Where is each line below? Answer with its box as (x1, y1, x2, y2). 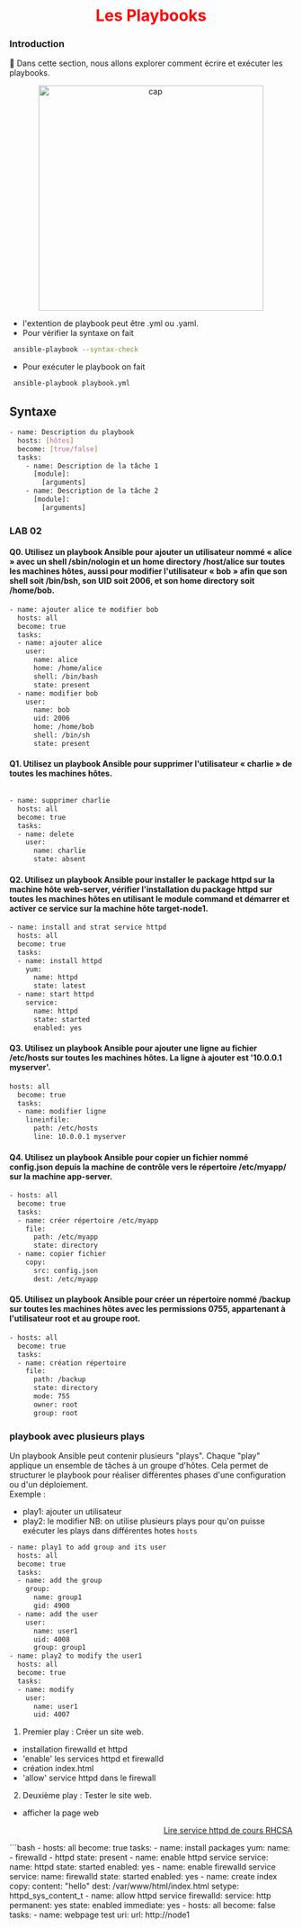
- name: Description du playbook (9, 428, 135, 437)
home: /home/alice (32, 664, 102, 673)
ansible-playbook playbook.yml (13, 379, 130, 388)
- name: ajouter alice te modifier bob (9, 605, 159, 614)
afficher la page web (22, 1807, 99, 1818)
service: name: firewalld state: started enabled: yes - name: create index (9, 1871, 278, 1882)
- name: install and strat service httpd (9, 923, 167, 933)
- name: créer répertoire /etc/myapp (17, 1215, 159, 1225)
